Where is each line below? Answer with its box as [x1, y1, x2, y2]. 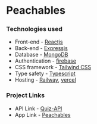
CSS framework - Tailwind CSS [14, 64, 91, 71]
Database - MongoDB [14, 51, 68, 58]
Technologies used [6, 25, 62, 33]
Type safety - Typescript [14, 70, 76, 77]
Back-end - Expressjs [14, 45, 68, 52]
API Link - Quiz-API [14, 105, 62, 112]
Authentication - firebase [14, 57, 76, 64]
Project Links [6, 91, 45, 100]
